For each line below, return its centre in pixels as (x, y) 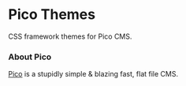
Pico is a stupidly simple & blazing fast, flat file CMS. (93, 74)
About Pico (30, 57)
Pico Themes (52, 15)
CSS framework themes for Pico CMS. (70, 36)
